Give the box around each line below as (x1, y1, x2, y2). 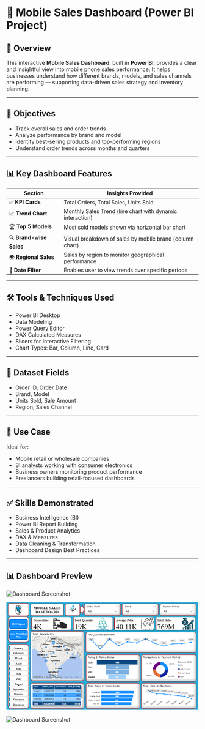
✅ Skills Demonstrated (6, 498, 94, 508)
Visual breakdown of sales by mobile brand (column (63, 235, 194, 242)
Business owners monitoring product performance (15, 468, 142, 475)
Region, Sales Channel (15, 403, 72, 411)
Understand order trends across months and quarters (15, 144, 150, 152)
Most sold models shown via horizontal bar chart (63, 223, 186, 231)
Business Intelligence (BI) (15, 514, 79, 522)
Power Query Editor (15, 324, 65, 332)
